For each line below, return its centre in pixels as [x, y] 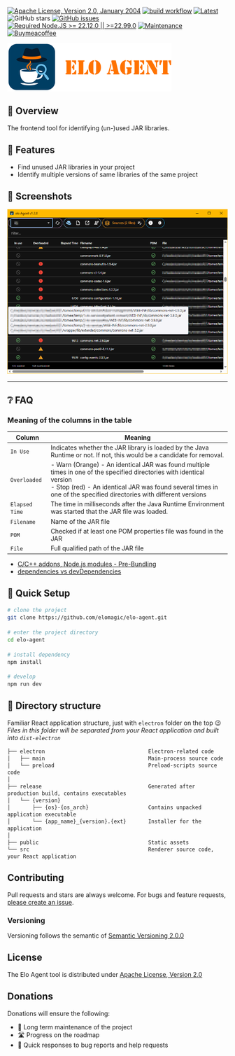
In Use [20, 452]
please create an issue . [41, 902]
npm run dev [24, 684]
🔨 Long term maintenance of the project [75, 1027]
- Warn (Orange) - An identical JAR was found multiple [130, 465]
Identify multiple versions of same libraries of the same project [107, 174]
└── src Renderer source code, [111, 849]
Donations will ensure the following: [59, 1013]
